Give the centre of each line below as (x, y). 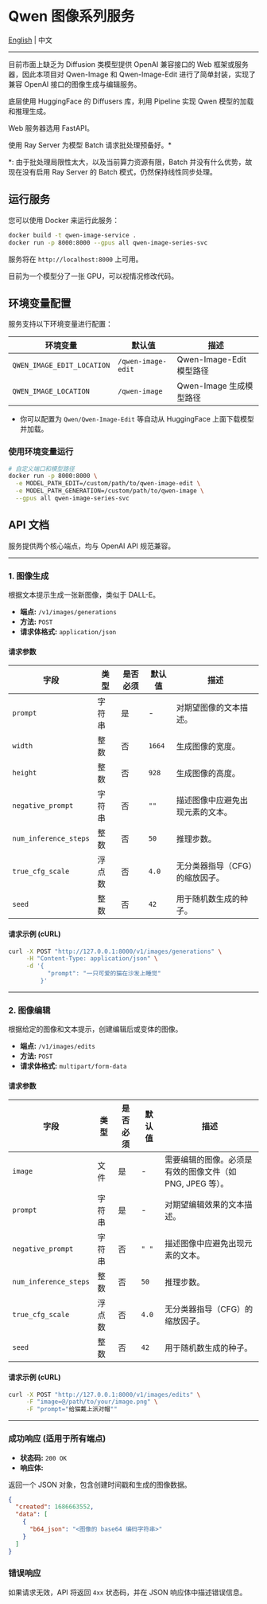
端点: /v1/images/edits (57, 1046)
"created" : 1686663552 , (54, 1507)
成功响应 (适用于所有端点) (57, 1439)
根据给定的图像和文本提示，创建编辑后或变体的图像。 (95, 1029)
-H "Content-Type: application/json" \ (92, 959)
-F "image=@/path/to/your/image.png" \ (92, 1402)
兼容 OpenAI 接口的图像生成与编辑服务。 (75, 84)
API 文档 (29, 526)
